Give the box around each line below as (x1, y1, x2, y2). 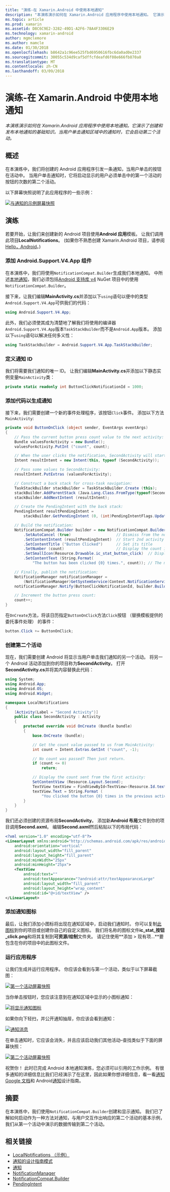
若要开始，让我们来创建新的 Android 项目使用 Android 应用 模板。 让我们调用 (5, 231, 163, 237)
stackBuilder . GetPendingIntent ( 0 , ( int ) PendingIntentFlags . (23, 514, 155, 519)
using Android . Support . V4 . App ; (5, 310, 71, 315)
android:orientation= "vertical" (14, 843, 82, 848)
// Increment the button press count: (14, 593, 96, 598)
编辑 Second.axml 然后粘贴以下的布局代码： (52, 824, 143, 830)
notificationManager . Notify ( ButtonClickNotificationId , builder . (14, 584, 155, 589)
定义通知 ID (5, 355, 33, 363)
